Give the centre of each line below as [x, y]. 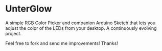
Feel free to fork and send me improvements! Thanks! [62, 43]
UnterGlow [29, 9]
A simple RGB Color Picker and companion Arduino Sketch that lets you [80, 23]
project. [14, 33]
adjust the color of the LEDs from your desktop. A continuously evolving [81, 28]
